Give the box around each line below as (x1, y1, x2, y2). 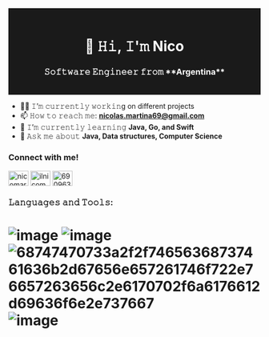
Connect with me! (8, 152, 79, 163)
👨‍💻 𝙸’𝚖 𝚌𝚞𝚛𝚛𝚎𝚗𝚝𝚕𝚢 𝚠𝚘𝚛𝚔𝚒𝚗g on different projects (19, 102, 195, 111)
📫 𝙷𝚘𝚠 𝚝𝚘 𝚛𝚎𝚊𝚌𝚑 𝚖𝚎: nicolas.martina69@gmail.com (19, 111, 205, 121)
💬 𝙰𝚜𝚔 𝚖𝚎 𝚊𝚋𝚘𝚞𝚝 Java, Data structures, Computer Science (19, 131, 223, 141)
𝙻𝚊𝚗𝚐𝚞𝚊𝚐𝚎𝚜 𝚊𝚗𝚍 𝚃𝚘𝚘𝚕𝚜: (8, 196, 114, 207)
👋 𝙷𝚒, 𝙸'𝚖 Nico (85, 38, 184, 55)
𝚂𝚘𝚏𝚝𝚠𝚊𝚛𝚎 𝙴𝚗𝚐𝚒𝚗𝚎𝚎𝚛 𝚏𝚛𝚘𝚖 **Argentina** (43, 66, 226, 78)
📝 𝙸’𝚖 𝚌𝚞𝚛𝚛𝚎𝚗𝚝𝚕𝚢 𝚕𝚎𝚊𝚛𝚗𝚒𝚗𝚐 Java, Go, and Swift (19, 122, 195, 132)
